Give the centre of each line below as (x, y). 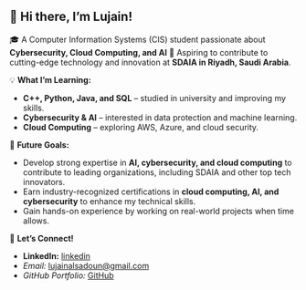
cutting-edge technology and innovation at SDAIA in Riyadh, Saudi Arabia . (150, 62)
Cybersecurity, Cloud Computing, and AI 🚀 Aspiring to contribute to (139, 52)
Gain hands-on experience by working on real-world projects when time (158, 211)
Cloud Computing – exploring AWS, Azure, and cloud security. (140, 127)
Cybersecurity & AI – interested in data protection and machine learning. (160, 117)
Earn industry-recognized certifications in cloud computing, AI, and (151, 192)
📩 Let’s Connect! (42, 238)
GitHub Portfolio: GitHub (68, 275)
